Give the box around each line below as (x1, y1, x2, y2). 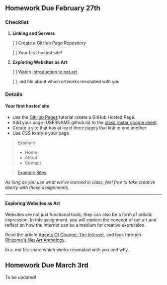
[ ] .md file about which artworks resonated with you (12, 78, 120, 84)
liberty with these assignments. (5, 184, 70, 190)
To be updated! (5, 274, 36, 280)
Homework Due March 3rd (5, 261, 88, 270)
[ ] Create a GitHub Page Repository (12, 40, 86, 46)
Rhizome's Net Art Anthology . (5, 237, 66, 243)
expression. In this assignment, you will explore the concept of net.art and (5, 217, 157, 223)
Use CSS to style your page (12, 130, 70, 136)
